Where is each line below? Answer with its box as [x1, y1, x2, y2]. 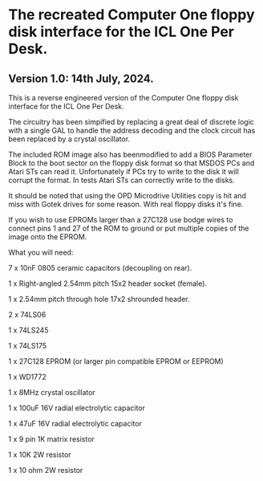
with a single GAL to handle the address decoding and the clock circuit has [8, 126, 256, 135]
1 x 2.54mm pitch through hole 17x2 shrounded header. [8, 295, 190, 304]
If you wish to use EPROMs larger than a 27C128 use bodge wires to [8, 215, 233, 224]
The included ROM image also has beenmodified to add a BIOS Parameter [8, 150, 253, 159]
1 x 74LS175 [8, 341, 47, 350]
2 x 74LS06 [8, 310, 47, 319]
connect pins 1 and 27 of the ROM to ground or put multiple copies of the [8, 223, 249, 233]
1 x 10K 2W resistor [8, 450, 71, 459]
